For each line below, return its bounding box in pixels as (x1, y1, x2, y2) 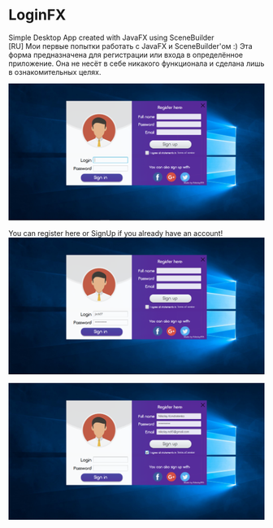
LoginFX (8, 6, 67, 24)
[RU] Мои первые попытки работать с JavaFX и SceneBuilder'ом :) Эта (8, 41, 253, 50)
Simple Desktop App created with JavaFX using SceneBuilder (8, 33, 214, 42)
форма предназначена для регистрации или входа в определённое (8, 50, 244, 59)
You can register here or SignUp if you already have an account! (8, 229, 223, 238)
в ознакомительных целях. (8, 67, 102, 76)
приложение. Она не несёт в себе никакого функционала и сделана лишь (8, 59, 265, 68)
